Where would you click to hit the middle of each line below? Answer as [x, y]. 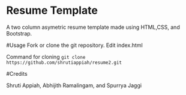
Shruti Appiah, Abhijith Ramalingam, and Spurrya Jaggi [74, 85]
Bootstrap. [19, 33]
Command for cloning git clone [46, 57]
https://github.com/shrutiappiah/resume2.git [64, 63]
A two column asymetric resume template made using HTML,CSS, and [93, 27]
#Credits [17, 73]
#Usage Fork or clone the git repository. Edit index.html [74, 45]
